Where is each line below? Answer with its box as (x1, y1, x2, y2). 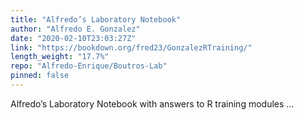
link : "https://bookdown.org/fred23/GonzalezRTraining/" (10, 42, 253, 53)
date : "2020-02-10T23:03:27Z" (10, 33, 137, 43)
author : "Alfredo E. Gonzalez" (10, 24, 141, 34)
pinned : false (10, 71, 70, 81)
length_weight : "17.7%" (10, 52, 110, 62)
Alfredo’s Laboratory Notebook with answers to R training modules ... (10, 97, 295, 110)
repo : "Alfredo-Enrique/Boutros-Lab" (10, 61, 168, 71)
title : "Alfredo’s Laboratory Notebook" (10, 14, 182, 25)
